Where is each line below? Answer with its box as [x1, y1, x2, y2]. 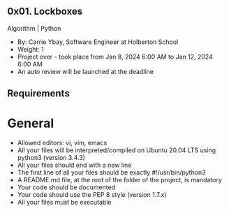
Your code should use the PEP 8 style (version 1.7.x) [17, 191, 167, 199]
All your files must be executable [17, 198, 112, 207]
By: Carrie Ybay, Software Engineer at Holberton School [17, 38, 179, 46]
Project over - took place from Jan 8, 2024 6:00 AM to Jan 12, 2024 [17, 52, 213, 61]
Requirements [7, 87, 70, 100]
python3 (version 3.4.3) [17, 154, 86, 162]
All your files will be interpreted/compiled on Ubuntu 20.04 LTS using [17, 146, 216, 154]
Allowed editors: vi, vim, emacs [17, 139, 108, 147]
